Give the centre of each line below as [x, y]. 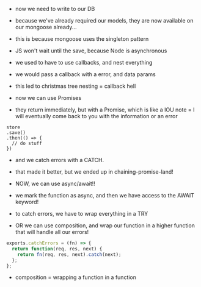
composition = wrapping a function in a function [75, 277]
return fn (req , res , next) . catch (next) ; [69, 254]
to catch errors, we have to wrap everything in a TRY [82, 214]
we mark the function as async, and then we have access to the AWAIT [104, 195]
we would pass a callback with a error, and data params [85, 74]
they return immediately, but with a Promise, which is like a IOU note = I [105, 110]
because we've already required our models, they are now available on [104, 20]
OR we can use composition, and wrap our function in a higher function [105, 225]
